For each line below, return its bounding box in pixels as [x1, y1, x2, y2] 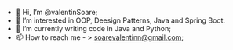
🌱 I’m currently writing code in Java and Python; [15, 24, 171, 33]
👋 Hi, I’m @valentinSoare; [15, 8, 98, 16]
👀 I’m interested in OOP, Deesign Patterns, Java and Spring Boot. [15, 16, 226, 25]
